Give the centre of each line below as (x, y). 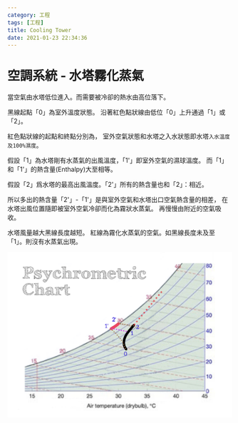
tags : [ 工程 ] (26, 22)
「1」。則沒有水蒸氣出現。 (45, 242)
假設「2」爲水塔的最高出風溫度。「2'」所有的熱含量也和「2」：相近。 (108, 185)
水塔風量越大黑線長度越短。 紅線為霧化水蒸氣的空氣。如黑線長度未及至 (111, 233)
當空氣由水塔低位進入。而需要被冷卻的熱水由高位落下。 (88, 97)
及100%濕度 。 (25, 146)
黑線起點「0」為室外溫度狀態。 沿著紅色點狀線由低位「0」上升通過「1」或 (117, 112)
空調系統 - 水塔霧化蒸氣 (76, 76)
